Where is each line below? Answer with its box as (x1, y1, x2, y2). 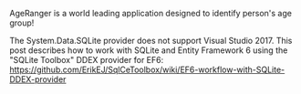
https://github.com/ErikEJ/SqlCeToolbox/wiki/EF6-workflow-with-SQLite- (9, 64, 285, 75)
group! (9, 17, 35, 28)
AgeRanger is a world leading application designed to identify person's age (9, 8, 292, 18)
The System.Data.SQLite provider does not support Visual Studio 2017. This (9, 36, 293, 46)
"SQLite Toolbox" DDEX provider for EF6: (9, 55, 164, 65)
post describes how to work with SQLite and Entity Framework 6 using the (9, 45, 288, 56)
